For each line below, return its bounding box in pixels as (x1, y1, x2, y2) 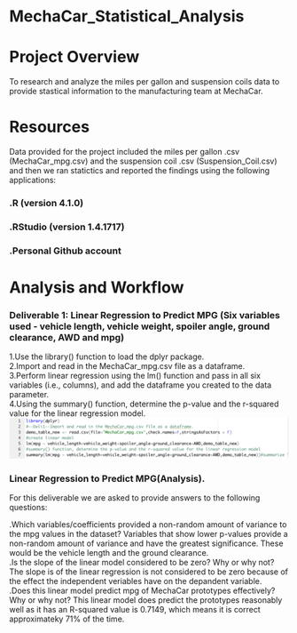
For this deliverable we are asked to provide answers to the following (9, 493, 261, 503)
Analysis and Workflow (9, 277, 184, 298)
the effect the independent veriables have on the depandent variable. (9, 576, 262, 587)
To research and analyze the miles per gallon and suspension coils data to (9, 76, 280, 87)
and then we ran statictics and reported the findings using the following (9, 165, 270, 176)
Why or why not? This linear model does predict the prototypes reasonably (9, 595, 283, 605)
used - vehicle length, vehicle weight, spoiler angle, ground (9, 320, 270, 333)
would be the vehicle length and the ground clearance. (9, 548, 209, 558)
